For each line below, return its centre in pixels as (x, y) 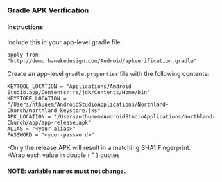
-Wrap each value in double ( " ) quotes (63, 155)
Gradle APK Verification (48, 10)
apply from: (24, 55)
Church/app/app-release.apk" (49, 123)
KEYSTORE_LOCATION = (37, 99)
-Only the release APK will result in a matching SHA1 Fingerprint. (99, 148)
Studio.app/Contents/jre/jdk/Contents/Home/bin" (79, 93)
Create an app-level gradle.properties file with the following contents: (108, 74)
